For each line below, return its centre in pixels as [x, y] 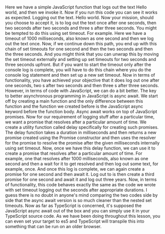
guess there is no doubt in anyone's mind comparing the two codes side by [82, 195]
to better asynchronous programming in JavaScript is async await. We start [82, 96]
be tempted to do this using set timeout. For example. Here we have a [76, 33]
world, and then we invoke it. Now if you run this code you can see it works [81, 12]
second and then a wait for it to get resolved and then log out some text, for [82, 164]
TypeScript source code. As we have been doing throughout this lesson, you [83, 216]
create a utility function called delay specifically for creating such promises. [82, 127]
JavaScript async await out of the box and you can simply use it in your [78, 211]
